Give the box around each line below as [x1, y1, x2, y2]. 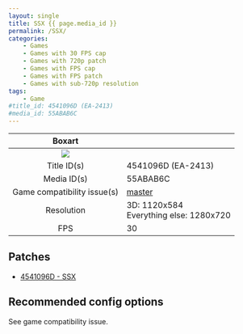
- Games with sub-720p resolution [23, 79, 139, 87]
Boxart [52, 135, 79, 146]
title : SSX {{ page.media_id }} [8, 19, 117, 27]
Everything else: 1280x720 [126, 209, 232, 221]
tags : [8, 87, 27, 95]
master [126, 187, 153, 197]
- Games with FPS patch [23, 72, 103, 80]
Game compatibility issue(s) [12, 187, 119, 197]
